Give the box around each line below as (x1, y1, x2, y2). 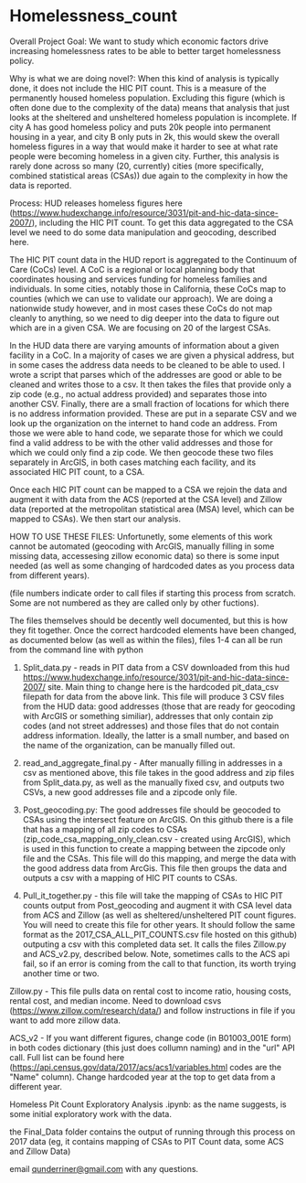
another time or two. (22, 967, 100, 979)
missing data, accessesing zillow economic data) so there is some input (9, 550, 280, 561)
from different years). (9, 569, 90, 581)
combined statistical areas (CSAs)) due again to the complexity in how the (9, 170, 289, 181)
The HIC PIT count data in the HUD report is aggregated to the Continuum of (9, 253, 298, 265)
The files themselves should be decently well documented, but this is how (9, 615, 288, 626)
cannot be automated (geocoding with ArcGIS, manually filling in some (9, 541, 275, 552)
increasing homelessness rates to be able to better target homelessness (9, 45, 281, 56)
